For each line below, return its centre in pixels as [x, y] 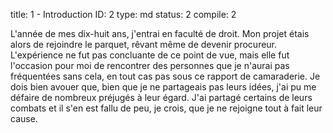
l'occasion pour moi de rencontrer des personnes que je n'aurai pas [150, 65]
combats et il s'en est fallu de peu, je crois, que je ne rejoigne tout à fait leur [166, 108]
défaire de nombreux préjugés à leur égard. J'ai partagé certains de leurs [161, 97]
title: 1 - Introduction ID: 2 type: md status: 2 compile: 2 [123, 14]
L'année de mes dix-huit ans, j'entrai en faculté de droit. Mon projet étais [160, 33]
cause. [24, 118]
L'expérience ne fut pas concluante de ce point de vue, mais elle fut [150, 55]
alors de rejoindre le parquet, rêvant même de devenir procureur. [144, 44]
